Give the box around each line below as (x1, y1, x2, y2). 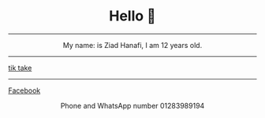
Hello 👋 (109, 7, 156, 25)
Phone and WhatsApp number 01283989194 (60, 101, 205, 110)
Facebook (8, 86, 41, 95)
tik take (8, 63, 32, 72)
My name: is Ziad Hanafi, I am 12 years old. (62, 40, 203, 50)
